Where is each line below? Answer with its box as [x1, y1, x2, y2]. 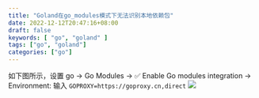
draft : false [8, 26, 51, 34]
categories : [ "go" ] [8, 48, 73, 56]
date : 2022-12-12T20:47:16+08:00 [8, 19, 119, 27]
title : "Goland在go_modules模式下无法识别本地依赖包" [8, 11, 174, 20]
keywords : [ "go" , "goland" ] [8, 33, 109, 42]
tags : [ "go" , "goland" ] [8, 41, 87, 49]
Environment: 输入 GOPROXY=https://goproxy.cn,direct [8, 81, 186, 90]
